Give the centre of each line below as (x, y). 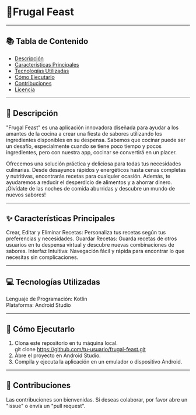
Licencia (24, 89)
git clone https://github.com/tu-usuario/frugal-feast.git (80, 349)
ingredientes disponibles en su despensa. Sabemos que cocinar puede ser (96, 140)
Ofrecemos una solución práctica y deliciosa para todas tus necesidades (94, 164)
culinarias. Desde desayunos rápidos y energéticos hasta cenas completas (96, 170)
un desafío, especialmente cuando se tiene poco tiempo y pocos (84, 146)
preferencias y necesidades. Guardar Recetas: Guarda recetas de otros (92, 238)
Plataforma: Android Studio (38, 305)
